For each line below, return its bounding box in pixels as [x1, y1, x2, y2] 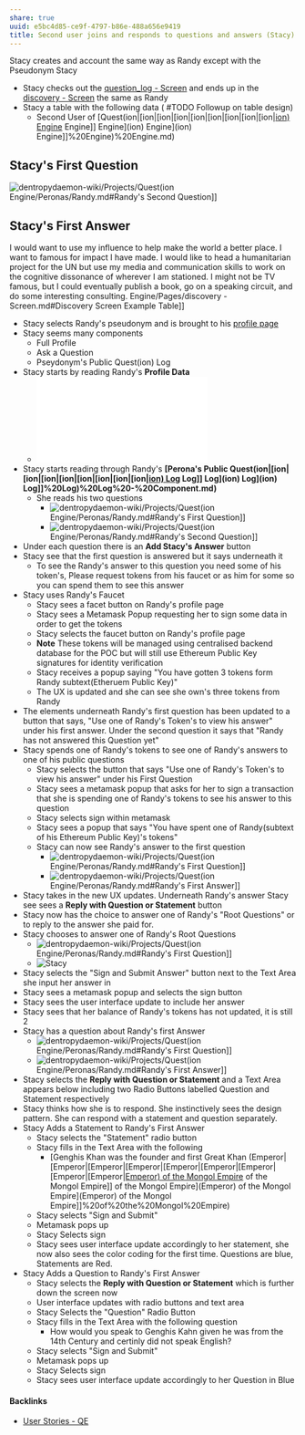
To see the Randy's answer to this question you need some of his [36, 560, 282, 571]
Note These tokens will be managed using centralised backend [36, 638, 273, 649]
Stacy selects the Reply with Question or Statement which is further [36, 1278, 295, 1288]
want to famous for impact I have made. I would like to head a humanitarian [9, 252, 291, 263]
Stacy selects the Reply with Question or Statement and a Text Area [22, 1074, 281, 1085]
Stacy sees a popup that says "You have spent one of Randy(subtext [36, 822, 294, 833]
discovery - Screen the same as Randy [22, 92, 168, 103]
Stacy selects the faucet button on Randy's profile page [36, 629, 246, 639]
